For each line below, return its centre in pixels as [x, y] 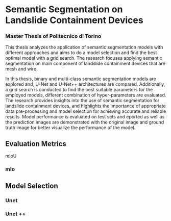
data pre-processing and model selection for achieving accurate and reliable [86, 111]
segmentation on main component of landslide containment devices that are [86, 64]
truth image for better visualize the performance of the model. [70, 128]
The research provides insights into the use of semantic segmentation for [82, 101]
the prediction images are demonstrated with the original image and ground [85, 122]
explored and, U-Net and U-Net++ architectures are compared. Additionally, [85, 84]
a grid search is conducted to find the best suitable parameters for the [79, 90]
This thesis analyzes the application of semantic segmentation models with [84, 47]
